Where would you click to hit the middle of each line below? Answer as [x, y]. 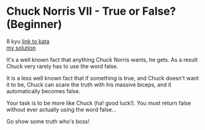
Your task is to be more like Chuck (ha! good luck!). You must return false [99, 103]
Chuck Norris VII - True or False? [91, 11]
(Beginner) [34, 24]
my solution [21, 48]
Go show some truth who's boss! [48, 121]
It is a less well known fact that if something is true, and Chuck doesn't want [103, 78]
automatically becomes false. [44, 91]
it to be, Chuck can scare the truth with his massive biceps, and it [89, 85]
